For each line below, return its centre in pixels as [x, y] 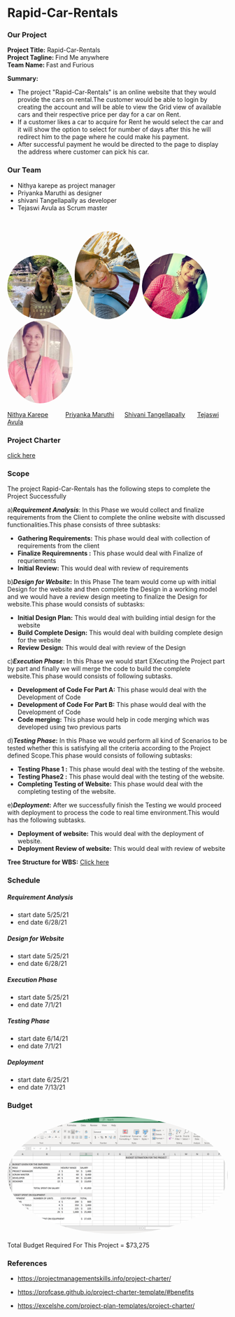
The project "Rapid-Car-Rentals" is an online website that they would [117, 92]
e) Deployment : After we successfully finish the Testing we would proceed [114, 805]
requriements [37, 561]
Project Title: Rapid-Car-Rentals [54, 50]
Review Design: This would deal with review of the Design [102, 648]
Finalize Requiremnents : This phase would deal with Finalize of [110, 553]
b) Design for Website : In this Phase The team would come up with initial [112, 582]
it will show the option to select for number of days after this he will [114, 130]
